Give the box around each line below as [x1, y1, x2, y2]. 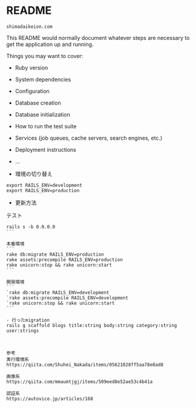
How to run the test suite [15, 122, 77, 130]
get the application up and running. [6, 40, 94, 48]
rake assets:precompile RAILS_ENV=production [6, 256, 123, 263]
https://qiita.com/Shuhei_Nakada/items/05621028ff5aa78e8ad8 [6, 361, 164, 368]
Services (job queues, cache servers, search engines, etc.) [15, 134, 163, 141]
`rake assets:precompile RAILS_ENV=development [6, 294, 129, 301]
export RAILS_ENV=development [6, 182, 83, 188]
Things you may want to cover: [6, 52, 83, 59]
